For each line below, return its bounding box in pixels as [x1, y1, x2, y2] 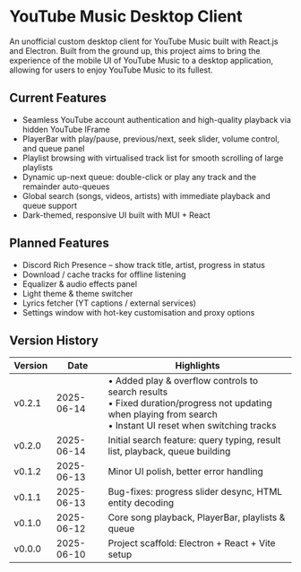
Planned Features [9, 236, 110, 251]
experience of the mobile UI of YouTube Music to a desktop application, [9, 55, 273, 65]
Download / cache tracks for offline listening [21, 269, 186, 280]
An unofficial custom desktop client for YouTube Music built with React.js [9, 36, 279, 47]
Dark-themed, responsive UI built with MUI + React [21, 209, 211, 221]
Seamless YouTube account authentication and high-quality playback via [21, 114, 291, 125]
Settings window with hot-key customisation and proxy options [21, 307, 255, 317]
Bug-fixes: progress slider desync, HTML [107, 486, 283, 498]
